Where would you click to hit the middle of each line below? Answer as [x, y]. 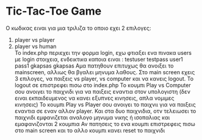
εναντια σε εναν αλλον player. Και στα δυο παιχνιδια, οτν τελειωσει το [105, 111]
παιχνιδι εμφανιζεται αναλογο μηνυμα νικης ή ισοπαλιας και [92, 117]
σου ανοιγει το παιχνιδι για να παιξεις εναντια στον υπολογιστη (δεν [102, 91]
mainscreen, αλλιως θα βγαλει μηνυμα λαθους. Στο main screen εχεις [105, 72]
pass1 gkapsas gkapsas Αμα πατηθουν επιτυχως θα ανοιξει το [94, 66]
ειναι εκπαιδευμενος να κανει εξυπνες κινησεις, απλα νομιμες [94, 98]
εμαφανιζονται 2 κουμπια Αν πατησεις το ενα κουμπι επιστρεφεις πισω [105, 124]
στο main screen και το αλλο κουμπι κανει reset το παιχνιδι [90, 130]
